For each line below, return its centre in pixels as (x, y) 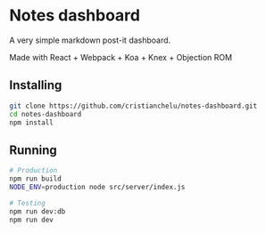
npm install (31, 122)
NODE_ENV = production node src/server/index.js (97, 187)
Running (33, 150)
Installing (36, 85)
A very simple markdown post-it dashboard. (90, 40)
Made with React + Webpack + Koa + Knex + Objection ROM (121, 57)
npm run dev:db (37, 211)
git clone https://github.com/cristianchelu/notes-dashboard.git (133, 106)
